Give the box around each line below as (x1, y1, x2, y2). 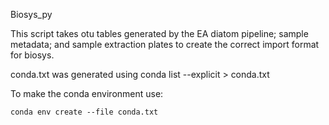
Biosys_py (10, 9, 53, 20)
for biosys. (10, 49, 55, 61)
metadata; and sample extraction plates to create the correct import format (10, 39, 320, 50)
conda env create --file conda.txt (10, 107, 159, 117)
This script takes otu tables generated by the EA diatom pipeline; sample (10, 28, 309, 39)
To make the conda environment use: (10, 88, 164, 99)
